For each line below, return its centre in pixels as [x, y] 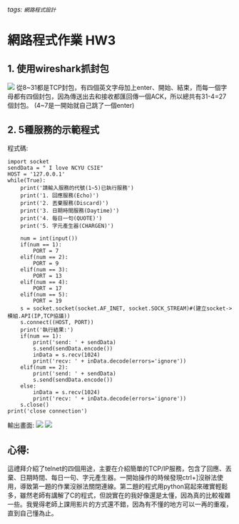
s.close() [35, 405]
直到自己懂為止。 [32, 513]
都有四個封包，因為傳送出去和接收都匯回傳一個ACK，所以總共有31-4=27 [120, 96]
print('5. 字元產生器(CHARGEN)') [67, 226]
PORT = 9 [46, 263]
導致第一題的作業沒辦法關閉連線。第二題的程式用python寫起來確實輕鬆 [124, 487]
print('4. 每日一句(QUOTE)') [61, 218]
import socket [29, 162]
